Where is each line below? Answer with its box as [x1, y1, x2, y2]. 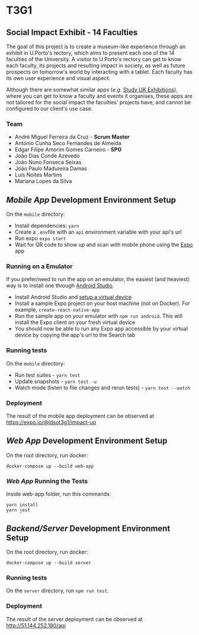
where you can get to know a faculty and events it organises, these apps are [6, 93, 192, 99]
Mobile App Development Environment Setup [6, 194, 176, 205]
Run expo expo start [14, 235, 66, 242]
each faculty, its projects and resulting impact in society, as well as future [6, 62, 185, 69]
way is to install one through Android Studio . [6, 282, 114, 289]
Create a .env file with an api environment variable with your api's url [14, 228, 182, 235]
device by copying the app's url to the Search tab [14, 331, 136, 339]
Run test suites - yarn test [14, 371, 81, 378]
